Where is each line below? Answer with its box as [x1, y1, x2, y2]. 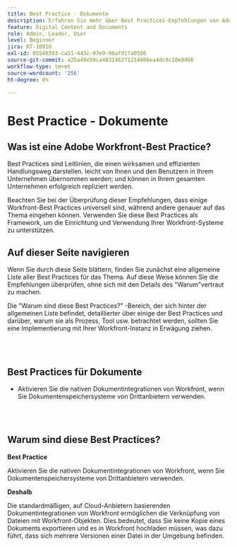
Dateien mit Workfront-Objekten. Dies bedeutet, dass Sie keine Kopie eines [7, 516, 226, 524]
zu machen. [7, 288, 42, 296]
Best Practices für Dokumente [7, 366, 142, 378]
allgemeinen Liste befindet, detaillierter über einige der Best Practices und [7, 309, 224, 318]
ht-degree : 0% [7, 76, 49, 84]
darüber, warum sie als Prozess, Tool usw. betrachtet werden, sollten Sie [7, 316, 219, 326]
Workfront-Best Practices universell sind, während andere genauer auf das [7, 203, 226, 212]
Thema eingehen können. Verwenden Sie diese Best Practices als [7, 211, 199, 219]
